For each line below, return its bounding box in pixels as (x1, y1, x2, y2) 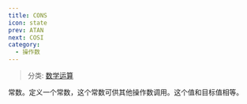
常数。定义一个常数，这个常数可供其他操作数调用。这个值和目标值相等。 (8, 87, 243, 97)
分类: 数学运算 (27, 71, 73, 80)
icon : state (8, 19, 47, 27)
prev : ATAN (8, 26, 44, 34)
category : (8, 41, 41, 49)
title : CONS (8, 11, 47, 20)
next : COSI (8, 33, 44, 42)
